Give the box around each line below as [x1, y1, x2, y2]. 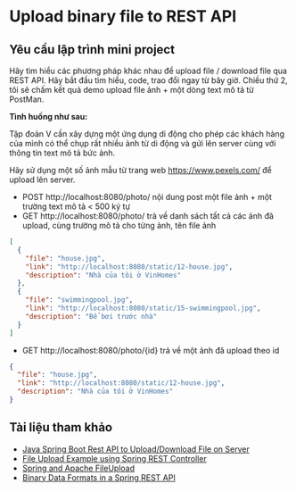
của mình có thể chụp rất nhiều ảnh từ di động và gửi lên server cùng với [9, 138, 276, 148]
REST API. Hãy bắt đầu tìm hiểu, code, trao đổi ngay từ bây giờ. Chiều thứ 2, [9, 75, 288, 86]
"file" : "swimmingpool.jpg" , [25, 296, 134, 304]
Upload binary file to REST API [9, 6, 237, 27]
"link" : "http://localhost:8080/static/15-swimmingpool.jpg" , [25, 304, 261, 313]
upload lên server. [9, 174, 76, 185]
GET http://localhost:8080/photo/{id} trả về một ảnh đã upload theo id [21, 345, 280, 355]
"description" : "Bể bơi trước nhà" [25, 312, 158, 321]
